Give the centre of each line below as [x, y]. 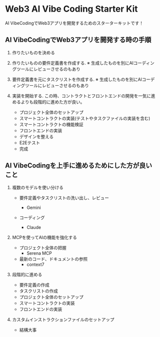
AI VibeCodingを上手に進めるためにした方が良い [79, 166]
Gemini [34, 207]
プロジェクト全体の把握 [43, 247]
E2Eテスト [30, 143]
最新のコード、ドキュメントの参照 [53, 259]
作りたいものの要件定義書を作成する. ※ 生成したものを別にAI [73, 63]
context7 [36, 264]
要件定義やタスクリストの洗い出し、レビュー [64, 198]
